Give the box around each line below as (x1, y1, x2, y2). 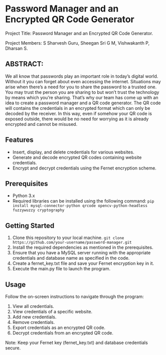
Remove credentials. (12, 319, 55, 325)
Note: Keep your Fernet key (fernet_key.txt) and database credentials (5, 339, 148, 345)
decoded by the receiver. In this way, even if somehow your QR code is (5, 110, 152, 116)
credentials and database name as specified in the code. (12, 255, 130, 261)
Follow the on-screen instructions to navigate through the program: (5, 294, 144, 299)
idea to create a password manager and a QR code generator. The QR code (5, 100, 161, 106)
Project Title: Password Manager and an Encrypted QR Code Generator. (5, 30, 153, 36)
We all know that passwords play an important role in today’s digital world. (5, 73, 158, 79)
